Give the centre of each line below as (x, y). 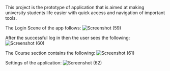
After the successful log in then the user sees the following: (68, 38)
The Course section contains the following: (50, 53)
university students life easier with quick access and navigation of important (85, 13)
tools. (11, 18)
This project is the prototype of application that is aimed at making (75, 7)
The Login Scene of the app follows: (43, 28)
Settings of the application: (34, 63)
